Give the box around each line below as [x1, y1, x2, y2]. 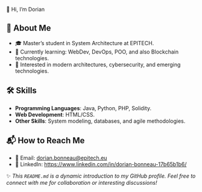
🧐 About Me [6, 23, 51, 33]
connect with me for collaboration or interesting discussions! [6, 179, 157, 187]
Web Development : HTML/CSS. [14, 111, 95, 118]
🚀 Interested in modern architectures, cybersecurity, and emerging [14, 61, 181, 68]
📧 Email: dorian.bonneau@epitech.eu [14, 154, 107, 162]
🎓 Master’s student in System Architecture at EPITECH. [14, 39, 154, 46]
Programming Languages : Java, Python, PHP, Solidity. [14, 104, 152, 111]
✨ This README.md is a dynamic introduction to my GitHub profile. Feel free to [6, 172, 196, 180]
